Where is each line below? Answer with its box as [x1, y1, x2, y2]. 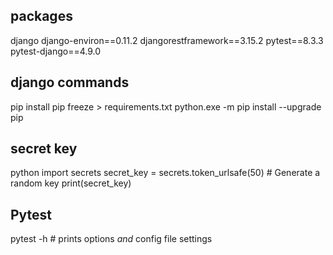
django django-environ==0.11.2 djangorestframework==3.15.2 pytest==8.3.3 [10, 34, 324, 46]
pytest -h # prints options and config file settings [10, 233, 213, 245]
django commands [10, 74, 130, 91]
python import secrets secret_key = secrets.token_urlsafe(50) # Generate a [10, 167, 321, 179]
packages [10, 8, 73, 25]
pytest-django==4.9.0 [10, 45, 102, 57]
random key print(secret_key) [10, 177, 132, 189]
